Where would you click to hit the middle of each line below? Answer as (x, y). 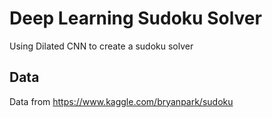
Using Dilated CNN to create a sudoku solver (101, 46)
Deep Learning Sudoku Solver (135, 18)
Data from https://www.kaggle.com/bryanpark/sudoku (121, 101)
